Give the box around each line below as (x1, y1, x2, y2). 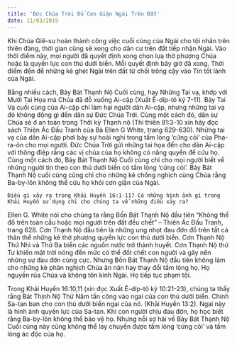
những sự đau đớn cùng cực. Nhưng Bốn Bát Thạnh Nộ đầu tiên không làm (7, 256, 226, 264)
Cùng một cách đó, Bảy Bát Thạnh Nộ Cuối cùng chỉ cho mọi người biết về (7, 155, 225, 164)
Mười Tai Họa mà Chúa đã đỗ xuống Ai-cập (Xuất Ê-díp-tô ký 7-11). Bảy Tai (7, 95, 226, 103)
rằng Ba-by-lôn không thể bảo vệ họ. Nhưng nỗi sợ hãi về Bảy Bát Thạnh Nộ (7, 315, 230, 323)
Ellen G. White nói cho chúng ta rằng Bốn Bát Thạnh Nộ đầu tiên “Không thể (7, 210, 229, 219)
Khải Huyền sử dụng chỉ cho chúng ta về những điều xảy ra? (7, 198, 189, 205)
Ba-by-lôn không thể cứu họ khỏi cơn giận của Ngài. (7, 178, 160, 186)
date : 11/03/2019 (7, 17, 59, 24)
